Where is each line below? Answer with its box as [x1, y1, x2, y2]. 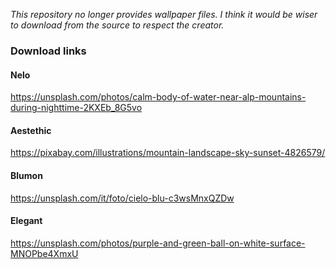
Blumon [10, 169, 43, 181]
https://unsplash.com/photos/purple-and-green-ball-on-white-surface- [10, 237, 306, 249]
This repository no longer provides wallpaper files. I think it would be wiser [10, 9, 318, 20]
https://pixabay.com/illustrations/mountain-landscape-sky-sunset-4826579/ [10, 147, 326, 159]
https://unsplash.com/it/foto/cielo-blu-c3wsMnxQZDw [10, 192, 235, 204]
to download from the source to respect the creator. [10, 19, 225, 31]
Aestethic [10, 124, 52, 136]
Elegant [10, 215, 43, 227]
